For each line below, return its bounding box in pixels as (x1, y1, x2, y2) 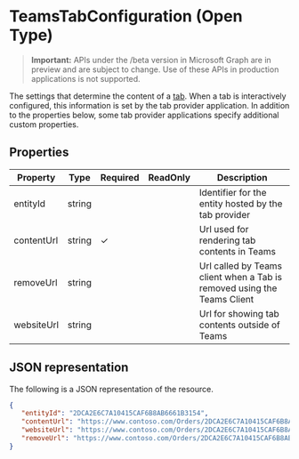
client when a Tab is (198, 270, 283, 283)
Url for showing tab (198, 307, 280, 319)
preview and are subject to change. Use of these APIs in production (30, 64, 279, 75)
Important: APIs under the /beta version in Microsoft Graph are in (30, 54, 271, 65)
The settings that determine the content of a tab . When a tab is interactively (9, 91, 287, 101)
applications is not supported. (30, 73, 141, 84)
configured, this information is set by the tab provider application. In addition (9, 100, 290, 110)
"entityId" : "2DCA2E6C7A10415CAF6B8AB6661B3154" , (20, 409, 209, 418)
